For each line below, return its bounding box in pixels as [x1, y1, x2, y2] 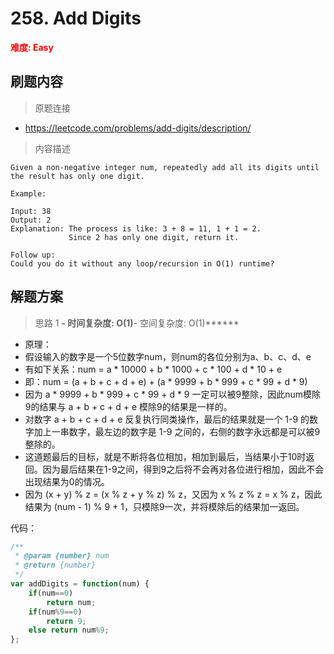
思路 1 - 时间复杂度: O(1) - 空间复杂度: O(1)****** [34, 317, 240, 329]
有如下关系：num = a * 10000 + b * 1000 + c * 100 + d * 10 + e [24, 363, 283, 375]
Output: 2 [10, 215, 52, 225]
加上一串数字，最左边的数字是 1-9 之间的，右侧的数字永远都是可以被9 [33, 425, 321, 437]
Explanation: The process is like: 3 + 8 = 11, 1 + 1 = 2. [10, 223, 262, 234]
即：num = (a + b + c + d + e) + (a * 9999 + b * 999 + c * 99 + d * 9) [24, 375, 308, 387]
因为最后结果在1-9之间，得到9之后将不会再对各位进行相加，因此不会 [42, 463, 325, 475]
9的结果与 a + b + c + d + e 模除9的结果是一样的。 [24, 400, 233, 412]
